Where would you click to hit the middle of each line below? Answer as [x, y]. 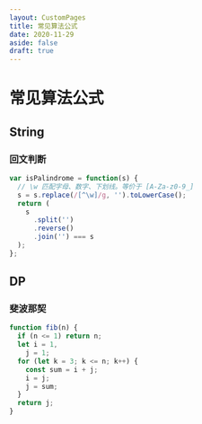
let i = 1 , [38, 345]
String [27, 132]
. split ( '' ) [53, 220]
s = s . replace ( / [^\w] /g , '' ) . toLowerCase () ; [102, 195]
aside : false [34, 43]
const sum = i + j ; [62, 369]
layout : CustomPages [48, 18]
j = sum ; [42, 386]
